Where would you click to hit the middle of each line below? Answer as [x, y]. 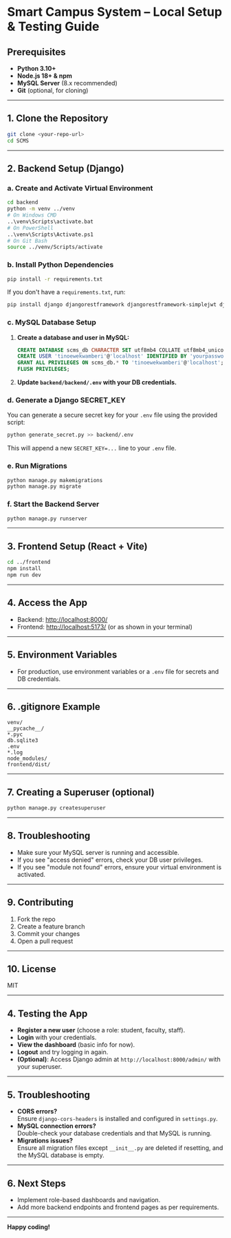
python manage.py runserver [47, 519]
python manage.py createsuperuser [57, 808]
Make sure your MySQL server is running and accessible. [98, 852]
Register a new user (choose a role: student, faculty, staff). [101, 1030]
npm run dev [24, 575]
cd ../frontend [29, 562]
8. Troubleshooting [49, 836]
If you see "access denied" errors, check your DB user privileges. [110, 860]
